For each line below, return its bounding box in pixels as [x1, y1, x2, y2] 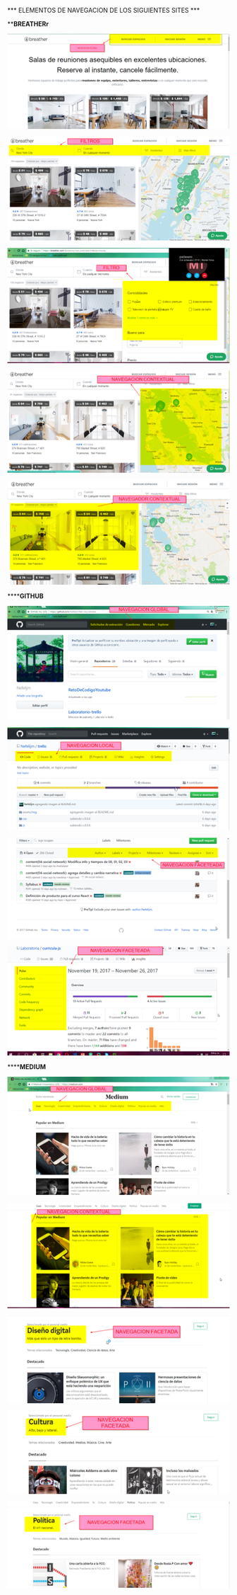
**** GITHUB [7, 591, 44, 600]
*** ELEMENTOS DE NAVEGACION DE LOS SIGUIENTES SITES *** [7, 6, 200, 14]
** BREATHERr [7, 20, 49, 28]
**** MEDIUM [7, 1062, 46, 1071]
